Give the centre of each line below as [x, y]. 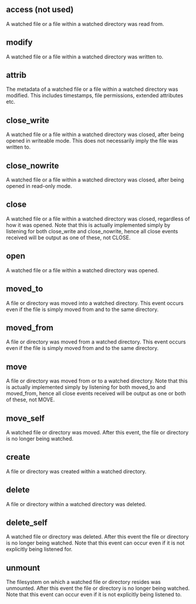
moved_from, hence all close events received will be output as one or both [96, 394]
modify [19, 43]
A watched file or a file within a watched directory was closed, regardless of [98, 219]
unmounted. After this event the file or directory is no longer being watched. [98, 588]
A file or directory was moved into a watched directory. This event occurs [95, 303]
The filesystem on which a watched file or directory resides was [84, 582]
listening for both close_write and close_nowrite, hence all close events [92, 231]
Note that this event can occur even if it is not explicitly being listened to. [94, 595]
